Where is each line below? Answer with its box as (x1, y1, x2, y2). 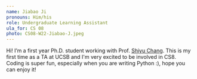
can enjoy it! (6, 66, 36, 73)
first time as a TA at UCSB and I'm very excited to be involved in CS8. (6, 53, 176, 61)
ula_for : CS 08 (6, 25, 44, 31)
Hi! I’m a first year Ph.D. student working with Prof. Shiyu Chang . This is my (6, 47, 191, 54)
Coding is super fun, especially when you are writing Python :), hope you (6, 60, 186, 67)
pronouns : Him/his (6, 14, 52, 20)
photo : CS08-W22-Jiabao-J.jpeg (6, 31, 84, 37)
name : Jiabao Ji (6, 8, 47, 15)
